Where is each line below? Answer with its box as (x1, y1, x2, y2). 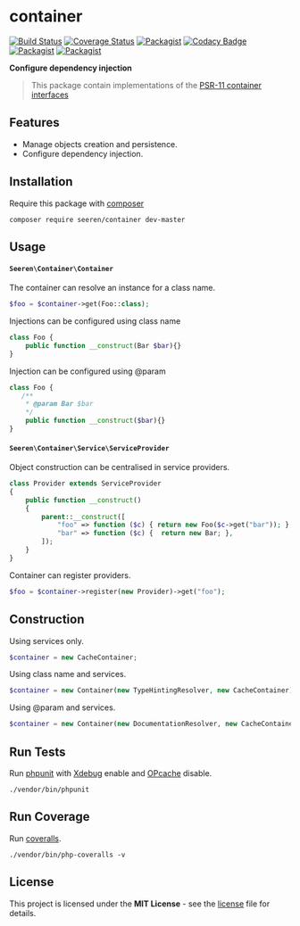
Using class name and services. (9, 669, 127, 680)
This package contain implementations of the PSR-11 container (30, 79, 262, 90)
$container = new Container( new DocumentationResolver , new (9, 720, 238, 729)
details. (9, 907, 37, 918)
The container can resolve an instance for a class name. (9, 283, 216, 294)
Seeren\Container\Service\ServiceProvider (9, 443, 170, 452)
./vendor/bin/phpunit (9, 785, 90, 794)
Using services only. (9, 635, 85, 646)
